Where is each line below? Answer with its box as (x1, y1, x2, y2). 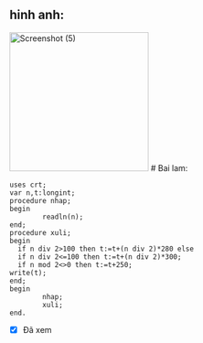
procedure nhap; (9, 196, 71, 205)
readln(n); (42, 212, 84, 221)
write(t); (9, 268, 48, 277)
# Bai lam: (150, 162, 188, 173)
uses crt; (9, 180, 48, 189)
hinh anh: (9, 7, 65, 23)
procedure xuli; (9, 228, 71, 237)
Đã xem (22, 324, 52, 335)
